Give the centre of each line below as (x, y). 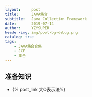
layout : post (23, 10)
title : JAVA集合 (27, 14)
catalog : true (20, 37)
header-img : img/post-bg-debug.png (42, 32)
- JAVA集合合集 (28, 46)
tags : (11, 42)
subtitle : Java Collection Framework (46, 19)
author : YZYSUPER (27, 28)
